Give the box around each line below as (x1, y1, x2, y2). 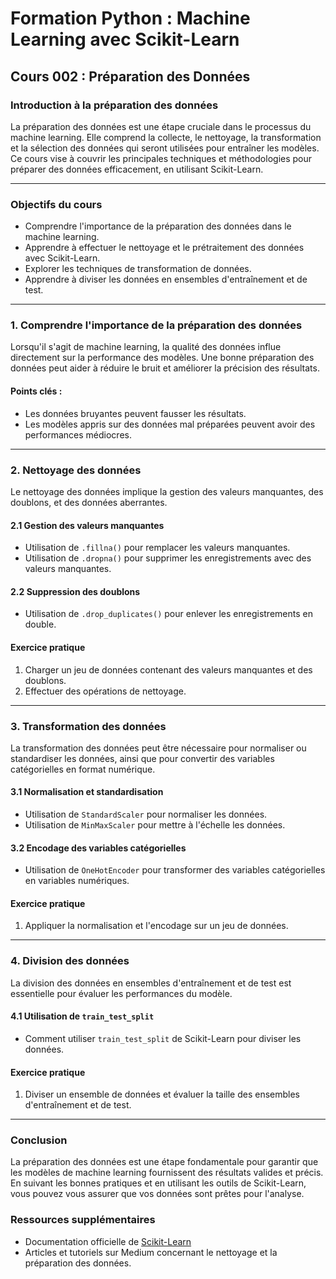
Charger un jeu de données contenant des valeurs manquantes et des (24, 663, 313, 676)
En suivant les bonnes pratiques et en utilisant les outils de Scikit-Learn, (10, 1177, 307, 1189)
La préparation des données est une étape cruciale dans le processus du (10, 120, 312, 132)
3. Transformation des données (10, 719, 167, 733)
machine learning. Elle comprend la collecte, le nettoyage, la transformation (10, 131, 322, 143)
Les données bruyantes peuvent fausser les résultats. (24, 407, 247, 419)
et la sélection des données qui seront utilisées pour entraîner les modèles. (10, 142, 320, 154)
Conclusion (10, 1133, 68, 1147)
